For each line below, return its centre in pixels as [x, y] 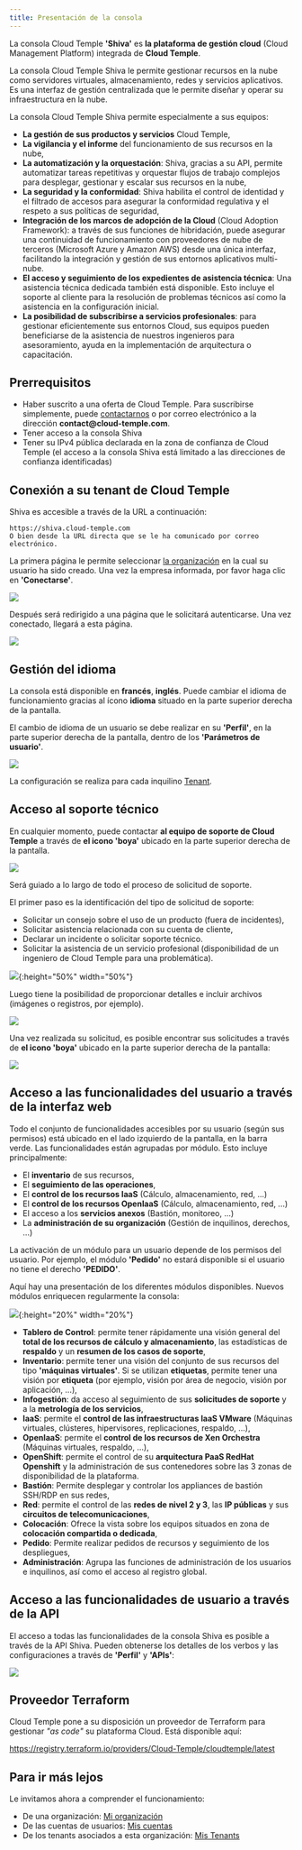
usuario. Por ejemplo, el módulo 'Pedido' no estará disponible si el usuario [147, 1259]
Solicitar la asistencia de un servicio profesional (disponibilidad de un [150, 948]
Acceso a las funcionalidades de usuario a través [150, 1600]
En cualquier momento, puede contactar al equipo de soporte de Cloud [142, 831]
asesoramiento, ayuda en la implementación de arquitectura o [137, 344]
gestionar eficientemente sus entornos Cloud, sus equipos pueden [146, 325]
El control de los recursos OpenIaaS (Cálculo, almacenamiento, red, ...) [155, 1204]
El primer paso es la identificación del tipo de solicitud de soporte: [132, 902]
